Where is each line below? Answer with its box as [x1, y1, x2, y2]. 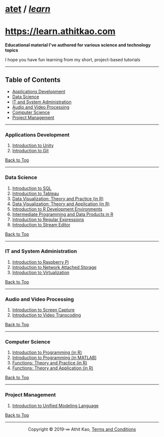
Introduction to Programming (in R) [12, 349, 82, 356]
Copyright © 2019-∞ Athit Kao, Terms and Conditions [28, 426, 136, 432]
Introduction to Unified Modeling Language [12, 403, 99, 409]
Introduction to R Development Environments [12, 206, 102, 212]
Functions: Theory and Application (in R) [12, 365, 94, 371]
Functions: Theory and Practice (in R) [12, 360, 87, 366]
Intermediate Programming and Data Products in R [12, 211, 114, 217]
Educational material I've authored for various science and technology [5, 42, 151, 48]
